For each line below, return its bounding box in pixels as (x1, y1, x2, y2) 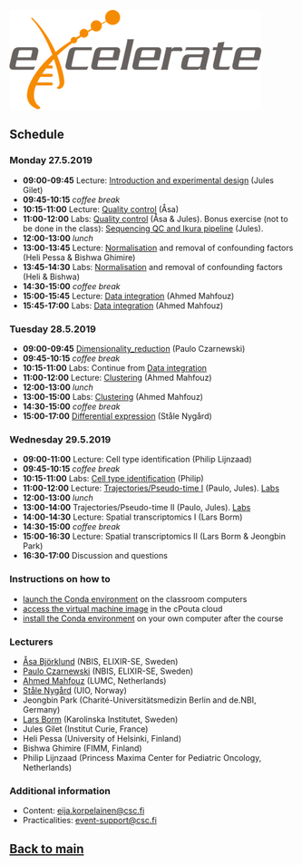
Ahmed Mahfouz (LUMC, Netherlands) (22, 675, 167, 685)
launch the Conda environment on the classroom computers (22, 593, 248, 604)
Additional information (9, 784, 112, 797)
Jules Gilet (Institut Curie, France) (22, 723, 149, 734)
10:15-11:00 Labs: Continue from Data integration (22, 362, 207, 373)
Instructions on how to (9, 573, 111, 586)
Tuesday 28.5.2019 (9, 323, 97, 335)
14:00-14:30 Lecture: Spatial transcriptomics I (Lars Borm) (22, 511, 243, 522)
